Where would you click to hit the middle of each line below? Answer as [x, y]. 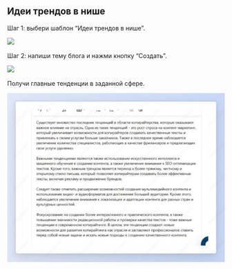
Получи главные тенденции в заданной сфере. [76, 83]
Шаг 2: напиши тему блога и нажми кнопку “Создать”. [87, 55]
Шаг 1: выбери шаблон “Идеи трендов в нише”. [76, 28]
